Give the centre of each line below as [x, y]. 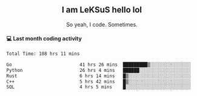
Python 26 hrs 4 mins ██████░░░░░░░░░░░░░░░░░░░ [98, 70]
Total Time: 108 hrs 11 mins [43, 54]
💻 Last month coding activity [44, 39]
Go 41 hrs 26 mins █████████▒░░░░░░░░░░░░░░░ [98, 65]
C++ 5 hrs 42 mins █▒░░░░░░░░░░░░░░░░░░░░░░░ [98, 82]
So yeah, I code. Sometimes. [102, 24]
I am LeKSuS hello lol [102, 10]
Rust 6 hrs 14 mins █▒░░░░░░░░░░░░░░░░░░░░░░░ [98, 76]
